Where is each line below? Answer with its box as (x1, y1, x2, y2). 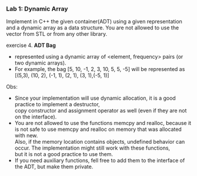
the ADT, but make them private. (14, 163, 94, 170)
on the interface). (14, 113, 57, 120)
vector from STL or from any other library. (6, 31, 108, 38)
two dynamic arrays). (14, 59, 66, 66)
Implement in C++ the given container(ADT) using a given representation (6, 18, 182, 25)
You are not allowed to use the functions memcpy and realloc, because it (14, 120, 192, 127)
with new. (14, 132, 38, 139)
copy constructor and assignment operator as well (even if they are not (14, 107, 187, 114)
